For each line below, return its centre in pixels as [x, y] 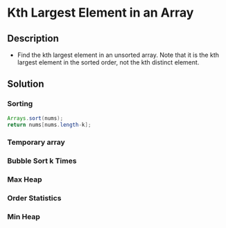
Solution [26, 84]
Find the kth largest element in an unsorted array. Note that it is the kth [118, 55]
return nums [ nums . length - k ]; [49, 125]
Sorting [20, 104]
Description [33, 38]
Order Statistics [34, 198]
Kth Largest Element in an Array [101, 13]
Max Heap [25, 179]
